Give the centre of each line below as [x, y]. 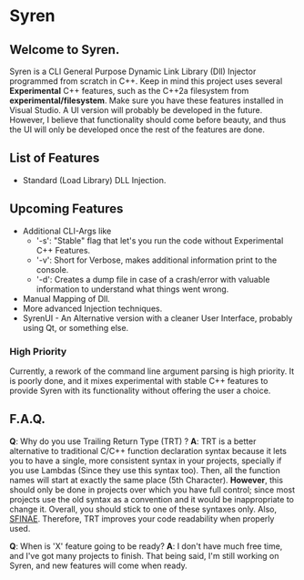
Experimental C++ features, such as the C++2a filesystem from [129, 91]
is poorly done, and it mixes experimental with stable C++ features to [139, 380]
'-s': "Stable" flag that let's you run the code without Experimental [160, 240]
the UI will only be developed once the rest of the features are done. [137, 129]
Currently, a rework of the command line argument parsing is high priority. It [152, 371]
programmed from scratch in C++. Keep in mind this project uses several [146, 81]
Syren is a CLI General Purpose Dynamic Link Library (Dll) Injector [133, 71]
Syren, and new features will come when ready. [99, 565]
